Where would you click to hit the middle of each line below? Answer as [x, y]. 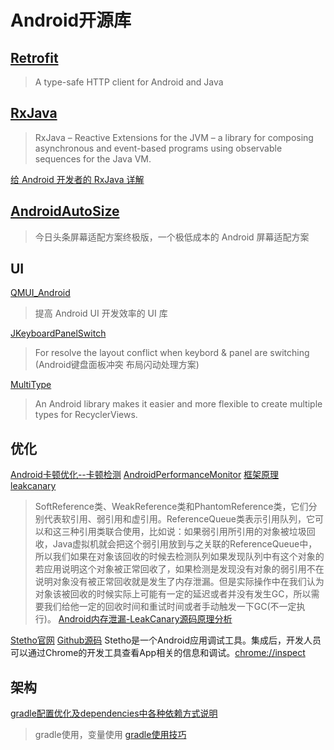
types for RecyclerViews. [86, 415]
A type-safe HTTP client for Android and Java [129, 82]
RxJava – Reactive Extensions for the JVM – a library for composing [174, 137]
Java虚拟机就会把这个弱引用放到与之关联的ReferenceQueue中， [185, 544]
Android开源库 [71, 20]
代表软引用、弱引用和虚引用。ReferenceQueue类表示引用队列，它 [179, 519]
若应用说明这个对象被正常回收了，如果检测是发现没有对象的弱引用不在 [179, 569]
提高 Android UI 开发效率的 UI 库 [101, 313]
